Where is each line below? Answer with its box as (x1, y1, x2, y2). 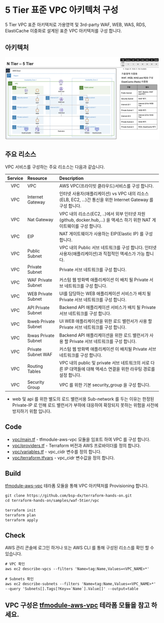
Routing (27, 363, 43, 369)
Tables (27, 368, 41, 374)
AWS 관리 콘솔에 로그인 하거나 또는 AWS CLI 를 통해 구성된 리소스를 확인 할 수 (5, 545, 155, 551)
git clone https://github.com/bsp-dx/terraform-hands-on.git (5, 493, 132, 498)
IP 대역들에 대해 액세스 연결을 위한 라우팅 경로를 (64, 366, 155, 372)
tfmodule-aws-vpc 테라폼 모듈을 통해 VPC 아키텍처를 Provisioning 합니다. (5, 483, 149, 489)
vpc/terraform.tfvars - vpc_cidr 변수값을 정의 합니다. (12, 455, 115, 461)
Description (59, 175, 84, 181)
